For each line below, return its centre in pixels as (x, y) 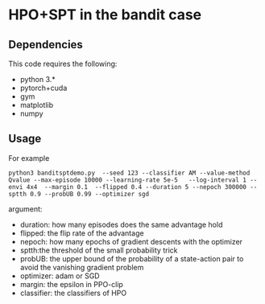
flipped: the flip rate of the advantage (82, 233)
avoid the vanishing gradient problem (82, 267)
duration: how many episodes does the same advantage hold (121, 224)
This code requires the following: (63, 64)
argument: (25, 209)
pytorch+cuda (43, 88)
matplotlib (37, 105)
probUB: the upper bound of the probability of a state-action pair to (132, 258)
